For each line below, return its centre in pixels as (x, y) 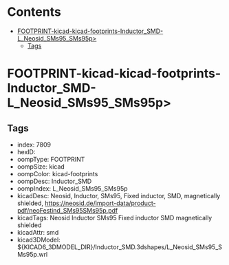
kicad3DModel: (39, 240)
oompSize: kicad (41, 167)
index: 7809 (34, 145)
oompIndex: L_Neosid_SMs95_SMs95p (73, 188)
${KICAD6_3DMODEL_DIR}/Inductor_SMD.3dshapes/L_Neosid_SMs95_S (119, 247)
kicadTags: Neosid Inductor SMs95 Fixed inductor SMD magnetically (115, 218)
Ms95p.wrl (32, 254)
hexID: (26, 151)
